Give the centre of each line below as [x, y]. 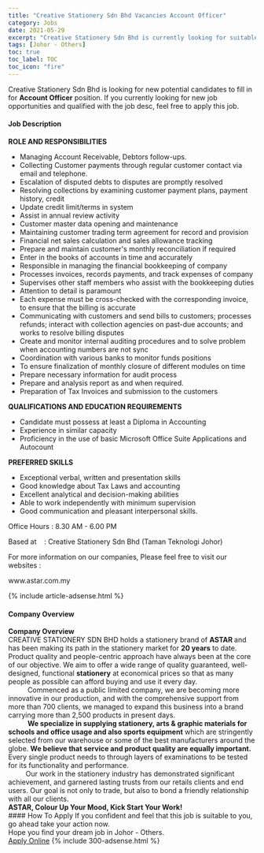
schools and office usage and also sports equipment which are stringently [130, 732]
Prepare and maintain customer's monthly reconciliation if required [128, 248]
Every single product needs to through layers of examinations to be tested [128, 757]
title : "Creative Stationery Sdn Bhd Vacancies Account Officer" [117, 15]
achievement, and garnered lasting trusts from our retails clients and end [126, 782]
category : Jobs [33, 23]
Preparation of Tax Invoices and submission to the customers [119, 391]
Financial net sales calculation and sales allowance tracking [116, 240]
